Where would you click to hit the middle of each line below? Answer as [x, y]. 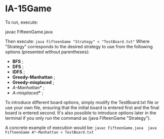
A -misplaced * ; [28, 93]
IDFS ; [19, 71]
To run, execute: [22, 22]
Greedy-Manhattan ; [34, 77]
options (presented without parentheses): [47, 52]
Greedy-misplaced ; [33, 82]
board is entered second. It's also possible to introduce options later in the [81, 113]
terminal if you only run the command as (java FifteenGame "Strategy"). [78, 118]
